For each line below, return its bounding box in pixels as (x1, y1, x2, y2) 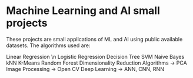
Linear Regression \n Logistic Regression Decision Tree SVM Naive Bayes (6, 53, 185, 60)
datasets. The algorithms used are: (6, 42, 91, 49)
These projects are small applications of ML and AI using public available (6, 36, 183, 42)
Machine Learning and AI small (6, 4, 161, 17)
